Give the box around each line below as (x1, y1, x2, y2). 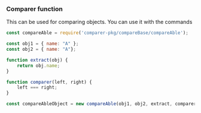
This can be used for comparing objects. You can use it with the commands (6, 19, 193, 26)
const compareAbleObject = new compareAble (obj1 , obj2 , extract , (6, 101, 172, 107)
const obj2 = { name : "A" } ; (6, 47, 77, 53)
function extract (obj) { (6, 57, 68, 63)
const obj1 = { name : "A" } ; (6, 41, 79, 47)
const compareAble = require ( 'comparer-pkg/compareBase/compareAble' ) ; (6, 30, 188, 36)
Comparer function (6, 5, 63, 13)
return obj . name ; (17, 62, 60, 69)
